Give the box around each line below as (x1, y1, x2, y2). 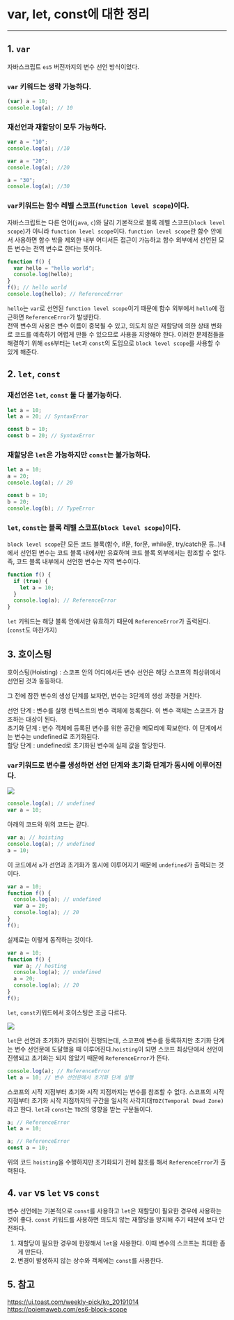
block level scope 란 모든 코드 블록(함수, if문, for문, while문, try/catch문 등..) (7, 540, 221, 548)
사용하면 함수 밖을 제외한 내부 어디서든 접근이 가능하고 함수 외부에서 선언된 (14, 235, 217, 244)
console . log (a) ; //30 (7, 183, 70, 190)
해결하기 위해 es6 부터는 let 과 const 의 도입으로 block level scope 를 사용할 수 (7, 339, 221, 347)
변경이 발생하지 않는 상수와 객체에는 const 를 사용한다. (17, 1256, 164, 1264)
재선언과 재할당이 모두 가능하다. (7, 122, 107, 132)
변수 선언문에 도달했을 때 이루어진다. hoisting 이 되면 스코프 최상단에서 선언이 (14, 1045, 224, 1053)
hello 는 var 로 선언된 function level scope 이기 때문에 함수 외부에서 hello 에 (7, 304, 218, 312)
